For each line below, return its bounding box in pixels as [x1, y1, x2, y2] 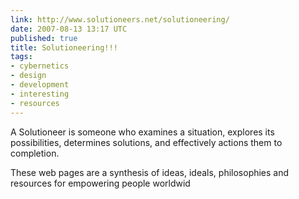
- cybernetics [10, 61, 70, 71]
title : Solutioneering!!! [10, 42, 118, 53]
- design [10, 71, 47, 81]
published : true [10, 33, 78, 43]
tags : [10, 52, 33, 62]
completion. [10, 147, 60, 159]
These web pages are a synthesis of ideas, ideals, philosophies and [10, 166, 290, 178]
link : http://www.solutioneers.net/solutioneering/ [10, 14, 230, 25]
